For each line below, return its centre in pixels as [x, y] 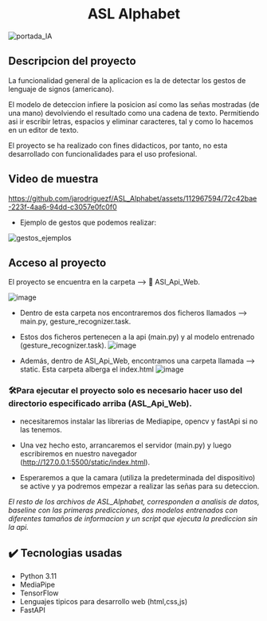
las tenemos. [41, 429]
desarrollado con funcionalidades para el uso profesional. [103, 153]
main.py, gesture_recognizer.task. [75, 321]
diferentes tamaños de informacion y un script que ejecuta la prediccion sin [133, 518]
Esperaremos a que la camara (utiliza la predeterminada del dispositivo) [137, 477]
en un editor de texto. [43, 129]
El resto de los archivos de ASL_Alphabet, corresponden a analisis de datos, [134, 501]
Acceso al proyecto [57, 263]
